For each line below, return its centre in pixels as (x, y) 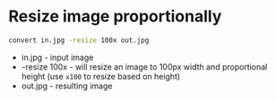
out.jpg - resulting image (67, 86)
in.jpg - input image (57, 57)
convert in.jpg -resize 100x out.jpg (79, 40)
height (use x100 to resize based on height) (101, 76)
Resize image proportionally (115, 17)
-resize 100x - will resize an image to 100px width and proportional (144, 67)
